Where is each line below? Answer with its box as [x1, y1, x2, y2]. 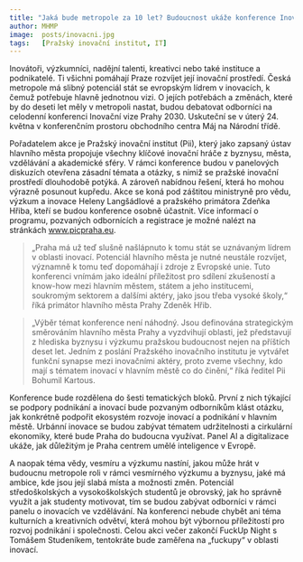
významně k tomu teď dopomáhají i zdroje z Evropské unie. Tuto [31, 261, 271, 272]
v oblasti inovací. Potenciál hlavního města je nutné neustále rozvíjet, [31, 252, 287, 263]
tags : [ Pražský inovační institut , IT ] [9, 38, 168, 48]
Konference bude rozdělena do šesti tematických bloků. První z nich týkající [9, 392, 291, 403]
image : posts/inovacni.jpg [9, 30, 115, 39]
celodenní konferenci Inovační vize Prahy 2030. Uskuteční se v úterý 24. [9, 111, 280, 122]
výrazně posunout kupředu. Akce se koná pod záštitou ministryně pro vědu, [9, 186, 291, 197]
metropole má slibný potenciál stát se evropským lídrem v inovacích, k [9, 82, 271, 93]
